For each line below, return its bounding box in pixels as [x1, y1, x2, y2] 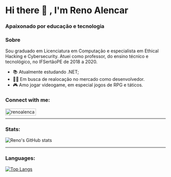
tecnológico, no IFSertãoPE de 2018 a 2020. [5, 58, 98, 65]
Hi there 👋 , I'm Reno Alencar [5, 5, 129, 16]
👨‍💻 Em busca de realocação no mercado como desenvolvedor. [12, 76, 145, 82]
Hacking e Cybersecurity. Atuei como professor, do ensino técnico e [5, 53, 149, 60]
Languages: [5, 155, 36, 162]
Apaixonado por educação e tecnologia [5, 23, 105, 30]
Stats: [5, 126, 20, 133]
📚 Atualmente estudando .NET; [12, 69, 79, 75]
